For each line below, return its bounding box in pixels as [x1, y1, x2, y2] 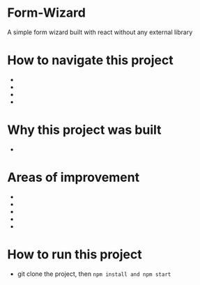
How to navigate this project [7, 52, 174, 68]
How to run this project [7, 246, 143, 262]
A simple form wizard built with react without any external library [7, 28, 193, 36]
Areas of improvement [7, 169, 140, 185]
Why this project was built [7, 122, 162, 138]
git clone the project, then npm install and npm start [17, 270, 171, 278]
